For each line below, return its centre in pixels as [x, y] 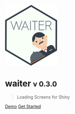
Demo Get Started [23, 106]
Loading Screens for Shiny [43, 97]
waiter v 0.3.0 [31, 84]
